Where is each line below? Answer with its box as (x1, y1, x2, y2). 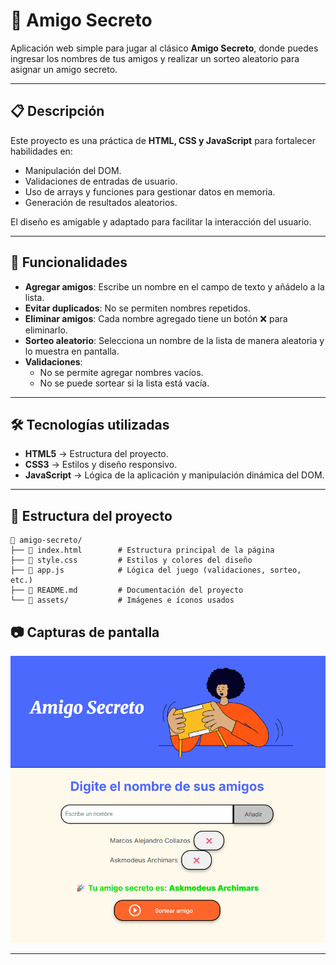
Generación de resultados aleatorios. (24, 196, 178, 208)
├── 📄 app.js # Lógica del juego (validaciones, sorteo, (10, 565, 302, 576)
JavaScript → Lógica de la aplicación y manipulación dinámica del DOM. (24, 469, 325, 481)
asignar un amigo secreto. (10, 63, 118, 75)
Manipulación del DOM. (24, 164, 122, 176)
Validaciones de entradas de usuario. (24, 175, 178, 187)
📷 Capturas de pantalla (10, 624, 160, 641)
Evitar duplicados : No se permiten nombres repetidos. (24, 302, 251, 314)
